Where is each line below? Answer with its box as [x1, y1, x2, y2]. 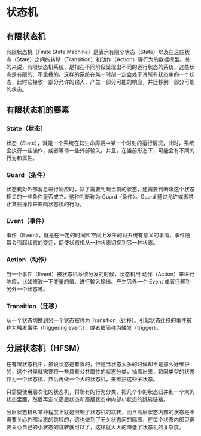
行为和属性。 [6, 154, 38, 161]
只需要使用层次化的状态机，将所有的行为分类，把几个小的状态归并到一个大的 [6, 388, 195, 395]
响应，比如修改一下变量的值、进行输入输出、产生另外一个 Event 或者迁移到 [6, 278, 191, 285]
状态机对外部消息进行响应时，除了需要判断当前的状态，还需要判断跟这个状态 [6, 185, 195, 193]
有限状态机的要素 [6, 105, 69, 115]
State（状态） [6, 124, 47, 133]
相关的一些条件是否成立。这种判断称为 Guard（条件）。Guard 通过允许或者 [6, 193, 189, 200]
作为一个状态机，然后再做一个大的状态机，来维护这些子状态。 [6, 375, 159, 383]
